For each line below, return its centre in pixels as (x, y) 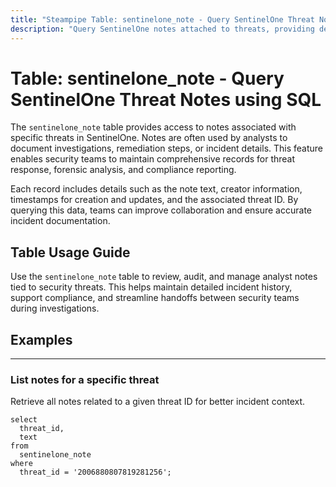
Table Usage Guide (70, 252)
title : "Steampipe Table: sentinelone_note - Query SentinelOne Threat (162, 19)
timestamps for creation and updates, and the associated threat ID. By (154, 200)
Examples (41, 339)
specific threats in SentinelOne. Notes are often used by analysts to (149, 138)
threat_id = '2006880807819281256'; (95, 472)
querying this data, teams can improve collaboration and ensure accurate (161, 210)
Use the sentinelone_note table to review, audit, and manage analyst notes (164, 277)
